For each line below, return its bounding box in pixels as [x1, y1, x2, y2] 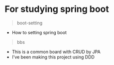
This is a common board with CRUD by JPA [11, 49, 101, 55]
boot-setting [16, 20, 43, 26]
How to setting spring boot [11, 29, 67, 35]
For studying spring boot [4, 3, 109, 15]
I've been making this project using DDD [11, 54, 95, 60]
